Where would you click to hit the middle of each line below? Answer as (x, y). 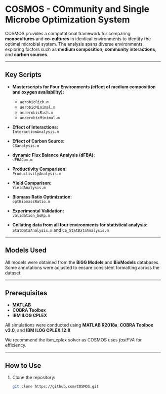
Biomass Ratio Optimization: (42, 197)
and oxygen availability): (38, 92)
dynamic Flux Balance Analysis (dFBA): (54, 155)
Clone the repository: (34, 378)
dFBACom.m (22, 160)
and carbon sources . (27, 54)
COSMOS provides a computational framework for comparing (68, 33)
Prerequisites (26, 293)
